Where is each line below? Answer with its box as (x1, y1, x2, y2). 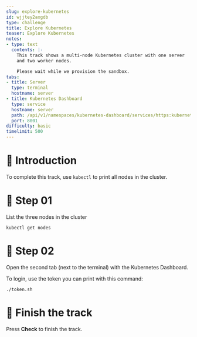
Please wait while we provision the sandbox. (16, 68, 130, 74)
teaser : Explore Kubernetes (6, 31, 75, 36)
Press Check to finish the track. (6, 325, 83, 332)
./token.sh (6, 286, 33, 292)
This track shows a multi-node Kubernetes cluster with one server (16, 52, 185, 58)
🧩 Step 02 (6, 245, 55, 258)
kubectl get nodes (6, 225, 51, 231)
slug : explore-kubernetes (6, 8, 69, 15)
